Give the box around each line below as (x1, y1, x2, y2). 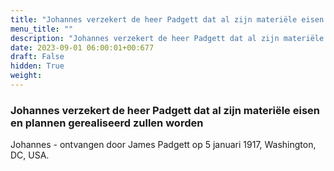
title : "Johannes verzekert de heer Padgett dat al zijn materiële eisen (10, 14, 325, 25)
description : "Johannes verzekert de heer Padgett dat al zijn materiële (10, 33, 325, 43)
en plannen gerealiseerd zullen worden (10, 116, 204, 130)
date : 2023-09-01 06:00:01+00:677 (10, 42, 155, 53)
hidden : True (10, 61, 65, 71)
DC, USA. (10, 149, 50, 161)
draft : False (10, 52, 65, 62)
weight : (10, 71, 43, 81)
